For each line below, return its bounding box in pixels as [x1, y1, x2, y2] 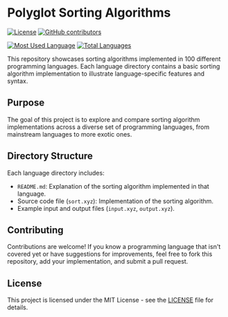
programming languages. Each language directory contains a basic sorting [7, 62, 220, 70]
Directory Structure [7, 151, 94, 162]
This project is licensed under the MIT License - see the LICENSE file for [7, 296, 213, 305]
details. [7, 303, 28, 311]
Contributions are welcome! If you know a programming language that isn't [7, 243, 221, 251]
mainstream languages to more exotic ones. [7, 130, 132, 138]
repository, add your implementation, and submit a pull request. [7, 257, 188, 266]
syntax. [7, 76, 28, 85]
